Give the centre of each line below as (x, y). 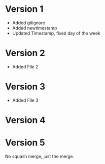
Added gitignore (29, 23)
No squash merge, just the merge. (40, 156)
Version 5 (25, 143)
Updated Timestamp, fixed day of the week (56, 33)
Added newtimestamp (35, 28)
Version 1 (24, 9)
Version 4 (25, 120)
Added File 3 (25, 100)
